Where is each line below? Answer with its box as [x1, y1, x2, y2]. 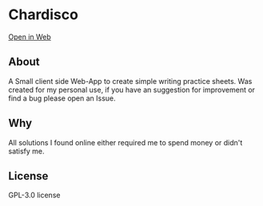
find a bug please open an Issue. [8, 93, 116, 103]
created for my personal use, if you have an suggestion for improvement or [8, 85, 256, 94]
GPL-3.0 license [8, 190, 61, 200]
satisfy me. [8, 146, 46, 156]
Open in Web [8, 32, 52, 42]
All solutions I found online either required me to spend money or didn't [8, 137, 243, 147]
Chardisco [8, 6, 78, 24]
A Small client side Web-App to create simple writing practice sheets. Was [8, 76, 253, 85]
